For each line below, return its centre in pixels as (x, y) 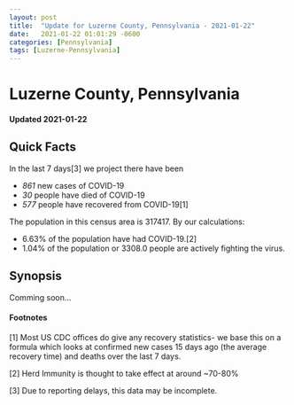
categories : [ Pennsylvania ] (61, 42)
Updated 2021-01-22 (48, 119)
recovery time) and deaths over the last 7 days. (95, 356)
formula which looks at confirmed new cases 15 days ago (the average (138, 347)
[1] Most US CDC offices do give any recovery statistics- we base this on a (145, 337)
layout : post (33, 17)
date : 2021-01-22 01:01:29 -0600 (75, 34)
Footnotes (28, 318)
